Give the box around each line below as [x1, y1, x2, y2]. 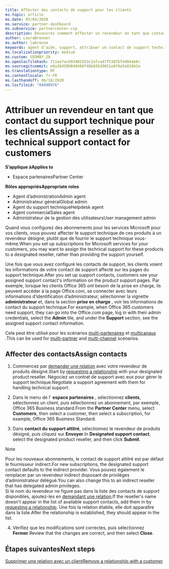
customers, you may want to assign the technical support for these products [5, 246, 163, 252]
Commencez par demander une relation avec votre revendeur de [12, 363, 147, 369]
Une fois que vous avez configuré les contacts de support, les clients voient [5, 261, 162, 267]
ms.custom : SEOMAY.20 [5, 54, 51, 60]
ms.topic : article [5, 12, 44, 17]
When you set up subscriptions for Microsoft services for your [19, 240, 148, 246]
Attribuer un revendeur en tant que [5, 104, 154, 116]
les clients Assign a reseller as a [5, 126, 140, 137]
